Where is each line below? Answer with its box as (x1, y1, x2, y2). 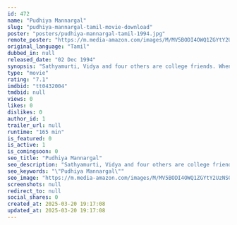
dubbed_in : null (7, 50, 55, 57)
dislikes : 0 (7, 109, 42, 116)
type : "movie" (7, 69, 49, 76)
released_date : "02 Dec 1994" (7, 56, 97, 63)
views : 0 (7, 96, 33, 103)
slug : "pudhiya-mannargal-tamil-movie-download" (7, 23, 153, 30)
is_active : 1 (7, 142, 46, 149)
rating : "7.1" (7, 75, 49, 83)
